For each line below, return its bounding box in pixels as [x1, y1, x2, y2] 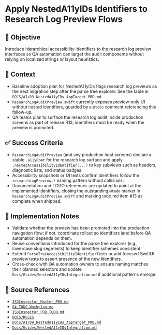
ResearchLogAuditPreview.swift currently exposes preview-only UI [12, 99, 145, 105]
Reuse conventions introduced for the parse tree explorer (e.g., [12, 241, 138, 247]
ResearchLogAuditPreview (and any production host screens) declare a [12, 152, 152, 158]
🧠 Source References [5, 285, 70, 294]
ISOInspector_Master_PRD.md [12, 300, 69, 304]
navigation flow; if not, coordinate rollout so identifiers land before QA [12, 230, 151, 236]
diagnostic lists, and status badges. [12, 167, 83, 173]
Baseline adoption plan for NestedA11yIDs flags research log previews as [12, 83, 157, 89]
